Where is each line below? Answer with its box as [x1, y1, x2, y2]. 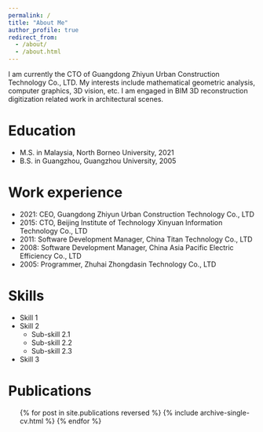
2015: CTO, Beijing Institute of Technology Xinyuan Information [19, 217, 223, 227]
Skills [8, 287, 45, 305]
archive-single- [199, 408, 250, 417]
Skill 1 [19, 313, 38, 322]
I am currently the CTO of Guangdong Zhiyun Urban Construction [8, 70, 220, 78]
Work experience [8, 183, 123, 201]
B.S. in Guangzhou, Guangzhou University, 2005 [19, 156, 177, 165]
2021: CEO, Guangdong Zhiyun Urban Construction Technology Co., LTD [19, 209, 255, 219]
